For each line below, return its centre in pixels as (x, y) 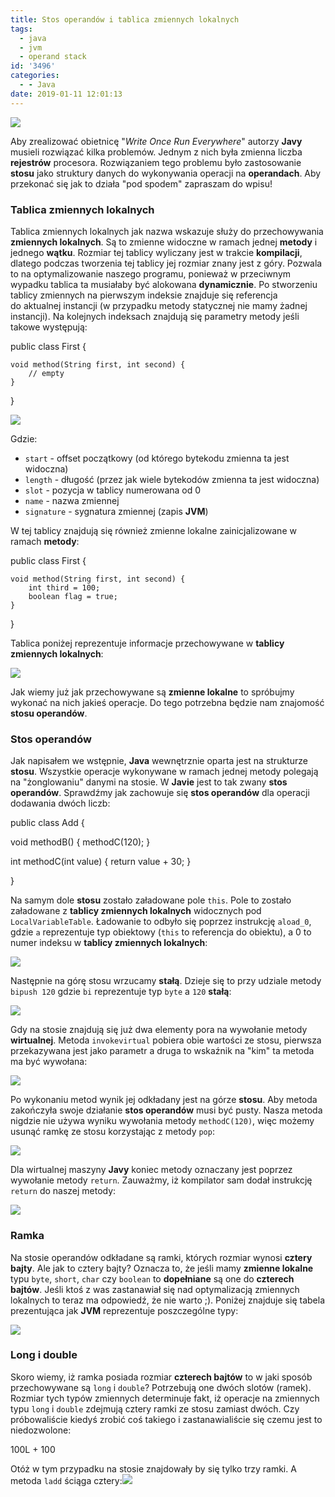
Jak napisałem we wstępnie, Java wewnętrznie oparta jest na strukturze (159, 761)
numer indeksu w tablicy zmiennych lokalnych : (109, 943)
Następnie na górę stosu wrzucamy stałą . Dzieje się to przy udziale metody (166, 981)
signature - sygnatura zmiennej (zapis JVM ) (116, 511)
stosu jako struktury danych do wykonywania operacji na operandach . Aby (166, 173)
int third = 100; (64, 587)
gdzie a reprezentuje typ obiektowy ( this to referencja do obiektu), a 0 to (161, 932)
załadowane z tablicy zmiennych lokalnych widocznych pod (136, 911)
